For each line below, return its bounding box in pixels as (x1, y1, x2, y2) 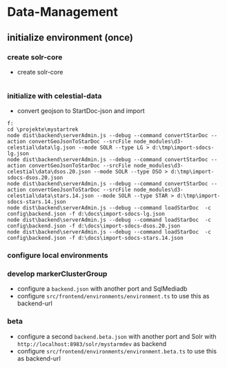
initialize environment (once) (7, 32, 133, 43)
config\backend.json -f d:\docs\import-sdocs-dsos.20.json (7, 223, 181, 229)
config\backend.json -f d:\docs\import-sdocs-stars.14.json (7, 235, 184, 242)
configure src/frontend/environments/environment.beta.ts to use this (17, 347, 217, 355)
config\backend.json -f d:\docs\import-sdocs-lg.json (7, 211, 166, 218)
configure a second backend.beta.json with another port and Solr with (17, 332, 217, 340)
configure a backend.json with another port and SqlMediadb (17, 285, 188, 293)
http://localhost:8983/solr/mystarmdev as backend (17, 339, 167, 348)
